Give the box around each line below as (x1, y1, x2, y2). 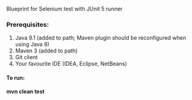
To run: (6, 74, 25, 81)
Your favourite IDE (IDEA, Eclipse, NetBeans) (15, 60, 127, 68)
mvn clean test (6, 88, 44, 95)
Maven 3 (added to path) (15, 47, 78, 54)
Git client (15, 54, 38, 61)
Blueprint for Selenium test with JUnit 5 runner (6, 5, 123, 12)
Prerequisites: (6, 20, 49, 29)
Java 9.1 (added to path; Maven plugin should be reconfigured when (15, 34, 187, 41)
